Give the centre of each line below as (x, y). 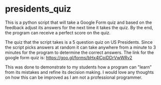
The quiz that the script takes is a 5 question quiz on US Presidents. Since (79, 42)
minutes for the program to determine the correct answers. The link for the (80, 52)
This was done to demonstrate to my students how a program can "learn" (78, 67)
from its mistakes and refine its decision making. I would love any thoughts (80, 72)
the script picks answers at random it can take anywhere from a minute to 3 (80, 47)
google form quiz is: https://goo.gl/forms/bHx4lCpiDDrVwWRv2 (69, 57)
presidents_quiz (38, 9)
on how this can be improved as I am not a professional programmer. (74, 77)
